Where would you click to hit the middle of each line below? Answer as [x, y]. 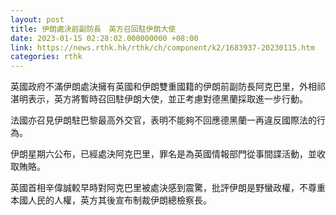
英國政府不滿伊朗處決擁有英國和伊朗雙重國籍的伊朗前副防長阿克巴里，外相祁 [168, 87]
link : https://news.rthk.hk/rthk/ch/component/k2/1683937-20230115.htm [162, 47]
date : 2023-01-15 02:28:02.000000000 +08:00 [104, 38]
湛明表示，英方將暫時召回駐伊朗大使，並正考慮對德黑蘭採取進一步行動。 [159, 99]
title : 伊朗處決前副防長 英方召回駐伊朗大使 [93, 29]
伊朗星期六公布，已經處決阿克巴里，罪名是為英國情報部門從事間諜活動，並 [163, 154]
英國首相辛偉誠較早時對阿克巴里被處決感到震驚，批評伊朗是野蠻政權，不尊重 [168, 188]
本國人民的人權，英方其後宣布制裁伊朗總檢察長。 [111, 200]
